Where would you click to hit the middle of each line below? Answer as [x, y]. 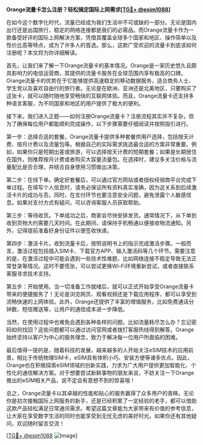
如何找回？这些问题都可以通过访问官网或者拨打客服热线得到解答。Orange [103, 330]
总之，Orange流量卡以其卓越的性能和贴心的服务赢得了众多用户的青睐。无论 [100, 393]
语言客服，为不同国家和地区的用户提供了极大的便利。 [77, 103]
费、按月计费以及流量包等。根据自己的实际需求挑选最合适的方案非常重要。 [99, 144]
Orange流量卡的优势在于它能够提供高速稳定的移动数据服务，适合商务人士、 [100, 81]
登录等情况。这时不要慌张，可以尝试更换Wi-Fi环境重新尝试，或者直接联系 [103, 266]
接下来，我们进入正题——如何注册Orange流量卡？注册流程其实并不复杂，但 [100, 116]
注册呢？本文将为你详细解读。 [43, 53]
